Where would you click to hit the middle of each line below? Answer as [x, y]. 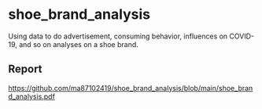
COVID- [242, 36]
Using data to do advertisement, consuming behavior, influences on [118, 36]
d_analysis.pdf [31, 96]
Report [25, 69]
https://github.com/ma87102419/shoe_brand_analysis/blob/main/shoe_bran [131, 88]
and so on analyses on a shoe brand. [79, 44]
